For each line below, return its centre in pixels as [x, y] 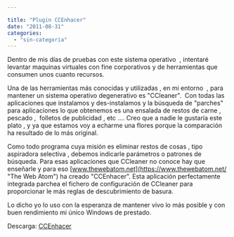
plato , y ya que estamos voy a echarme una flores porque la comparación [115, 126]
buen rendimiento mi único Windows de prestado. [79, 212]
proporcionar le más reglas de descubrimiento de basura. [90, 191]
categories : [25, 33]
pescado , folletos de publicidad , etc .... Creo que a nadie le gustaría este [115, 118]
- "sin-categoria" [41, 39]
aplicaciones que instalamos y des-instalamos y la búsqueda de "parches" [115, 103]
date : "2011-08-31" [36, 26]
